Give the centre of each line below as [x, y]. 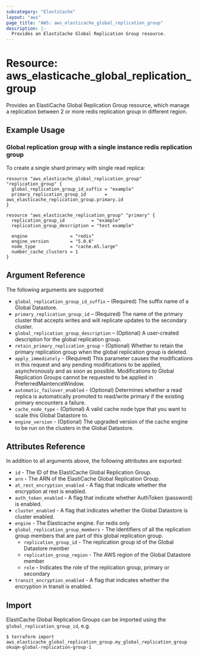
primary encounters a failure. [50, 403]
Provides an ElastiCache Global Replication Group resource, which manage [98, 106]
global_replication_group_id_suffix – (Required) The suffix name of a [102, 301]
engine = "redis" [53, 236]
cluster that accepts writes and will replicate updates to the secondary [101, 320]
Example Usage [36, 130]
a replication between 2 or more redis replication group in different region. [97, 112]
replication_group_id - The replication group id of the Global [99, 542]
